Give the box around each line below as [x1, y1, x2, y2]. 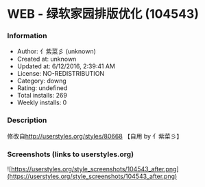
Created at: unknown [16, 55, 77, 63]
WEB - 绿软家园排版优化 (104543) [7, 6, 200, 22]
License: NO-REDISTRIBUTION [16, 70, 105, 78]
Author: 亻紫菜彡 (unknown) [16, 47, 96, 55]
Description [7, 115, 47, 125]
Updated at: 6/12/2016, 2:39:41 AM [16, 62, 115, 70]
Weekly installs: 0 [16, 98, 67, 106]
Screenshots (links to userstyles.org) [7, 149, 134, 159]
